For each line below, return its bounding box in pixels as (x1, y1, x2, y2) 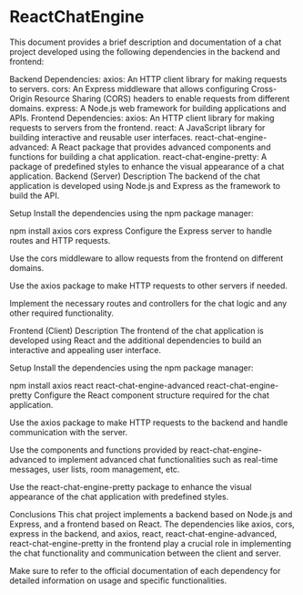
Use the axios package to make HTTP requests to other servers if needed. (9, 280, 288, 291)
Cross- (250, 83, 278, 94)
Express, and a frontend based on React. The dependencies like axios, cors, (9, 518, 296, 529)
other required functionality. (9, 308, 114, 318)
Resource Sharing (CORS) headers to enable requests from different (34, 93, 290, 104)
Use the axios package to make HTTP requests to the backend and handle (9, 417, 288, 428)
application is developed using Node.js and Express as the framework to (9, 180, 280, 191)
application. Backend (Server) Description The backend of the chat (9, 171, 261, 182)
